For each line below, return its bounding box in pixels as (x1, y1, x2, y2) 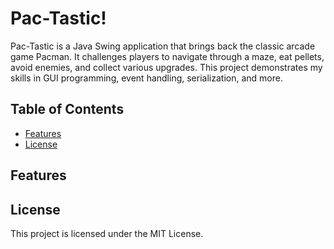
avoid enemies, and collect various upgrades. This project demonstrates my (10, 61, 323, 73)
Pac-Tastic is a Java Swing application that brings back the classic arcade (10, 40, 316, 52)
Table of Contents (10, 101, 125, 118)
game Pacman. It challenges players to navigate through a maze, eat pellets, (10, 50, 325, 62)
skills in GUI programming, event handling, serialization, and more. (10, 72, 283, 84)
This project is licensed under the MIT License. (10, 227, 204, 239)
